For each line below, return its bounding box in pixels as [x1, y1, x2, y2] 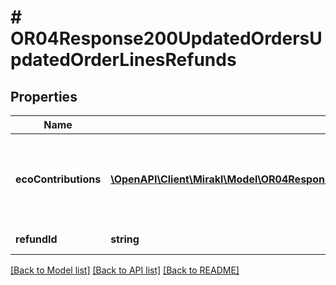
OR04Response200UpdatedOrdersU [10, 27, 323, 50]
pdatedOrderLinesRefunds [10, 49, 237, 71]
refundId [15, 232, 58, 246]
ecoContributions [15, 172, 102, 186]
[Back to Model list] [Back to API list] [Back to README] [10, 264, 240, 276]
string [110, 232, 140, 246]
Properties [10, 88, 78, 105]
